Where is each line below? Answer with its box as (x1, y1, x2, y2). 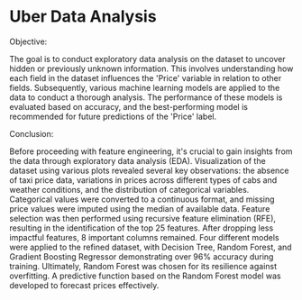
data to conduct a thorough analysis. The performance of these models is (9, 92, 283, 103)
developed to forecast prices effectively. (9, 279, 160, 290)
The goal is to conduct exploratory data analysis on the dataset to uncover (9, 53, 286, 64)
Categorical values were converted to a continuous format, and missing (9, 194, 275, 205)
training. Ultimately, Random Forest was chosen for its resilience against (9, 260, 278, 271)
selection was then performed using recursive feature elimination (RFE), (9, 213, 277, 223)
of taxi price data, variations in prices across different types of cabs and (9, 174, 278, 186)
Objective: (9, 36, 48, 47)
